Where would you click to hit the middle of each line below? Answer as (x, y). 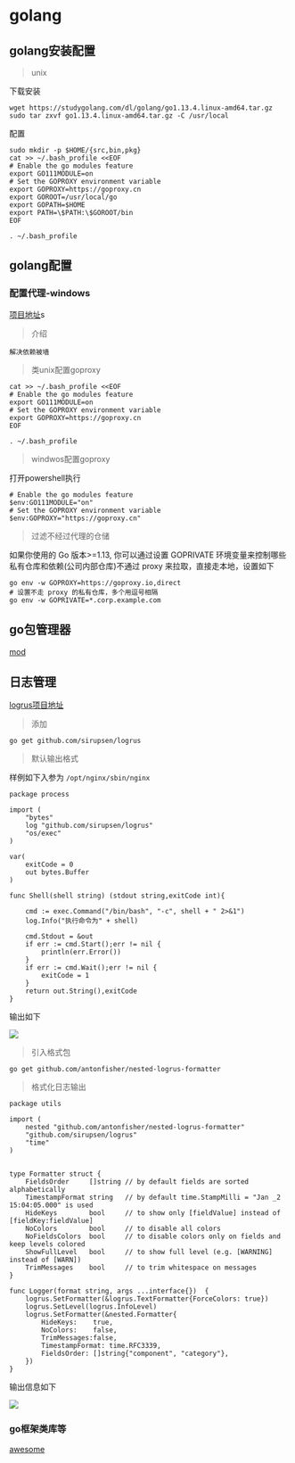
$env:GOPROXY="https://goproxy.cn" (75, 518)
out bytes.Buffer (57, 872)
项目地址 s (27, 314)
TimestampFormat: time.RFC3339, (102, 1346)
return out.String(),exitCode (82, 991)
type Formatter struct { (55, 1174)
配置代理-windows (50, 293)
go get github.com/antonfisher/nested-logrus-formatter (115, 1070)
